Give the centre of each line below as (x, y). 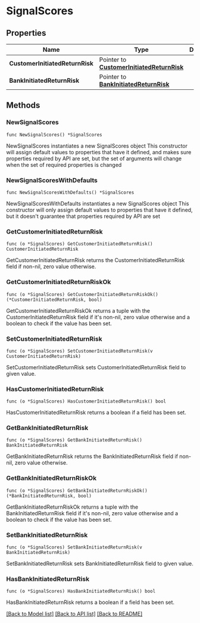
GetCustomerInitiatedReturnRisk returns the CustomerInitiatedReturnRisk (96, 260)
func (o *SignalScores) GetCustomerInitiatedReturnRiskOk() (82, 294)
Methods (23, 105)
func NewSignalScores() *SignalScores (54, 135)
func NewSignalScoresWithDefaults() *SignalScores (70, 192)
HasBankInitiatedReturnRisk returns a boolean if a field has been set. (90, 602)
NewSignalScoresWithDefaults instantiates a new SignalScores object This (98, 203)
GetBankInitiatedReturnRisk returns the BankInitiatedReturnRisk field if (92, 456)
